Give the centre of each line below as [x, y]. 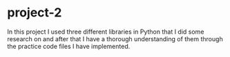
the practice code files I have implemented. [69, 46]
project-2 [35, 13]
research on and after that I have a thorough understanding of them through [115, 38]
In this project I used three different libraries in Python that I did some [106, 32]
